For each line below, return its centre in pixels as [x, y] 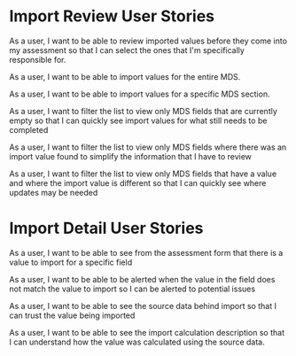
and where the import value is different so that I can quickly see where [138, 182]
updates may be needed [54, 192]
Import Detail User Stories [106, 228]
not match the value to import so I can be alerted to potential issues [132, 289]
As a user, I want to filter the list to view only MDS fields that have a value [143, 174]
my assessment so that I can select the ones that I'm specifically [127, 50]
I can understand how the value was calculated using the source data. [137, 342]
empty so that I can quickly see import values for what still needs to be [138, 120]
